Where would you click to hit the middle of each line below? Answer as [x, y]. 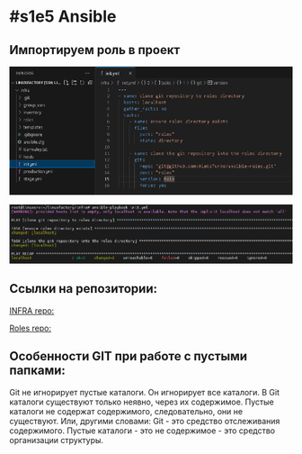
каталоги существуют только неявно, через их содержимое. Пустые [142, 402]
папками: [37, 371]
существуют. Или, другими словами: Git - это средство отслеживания [145, 421]
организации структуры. [57, 440]
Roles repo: [31, 328]
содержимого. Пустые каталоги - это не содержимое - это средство [142, 431]
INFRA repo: [32, 310]
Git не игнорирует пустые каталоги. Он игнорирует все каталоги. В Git [145, 392]
